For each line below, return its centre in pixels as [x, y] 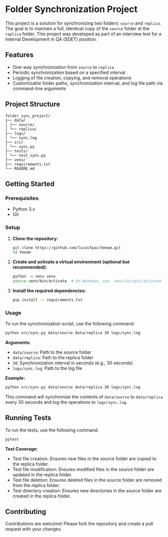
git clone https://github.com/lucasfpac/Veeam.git [67, 248]
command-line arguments [39, 88]
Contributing [26, 512]
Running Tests [28, 418]
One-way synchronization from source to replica [63, 67]
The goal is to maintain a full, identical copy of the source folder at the [77, 28]
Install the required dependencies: [49, 291]
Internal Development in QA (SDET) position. [51, 39]
